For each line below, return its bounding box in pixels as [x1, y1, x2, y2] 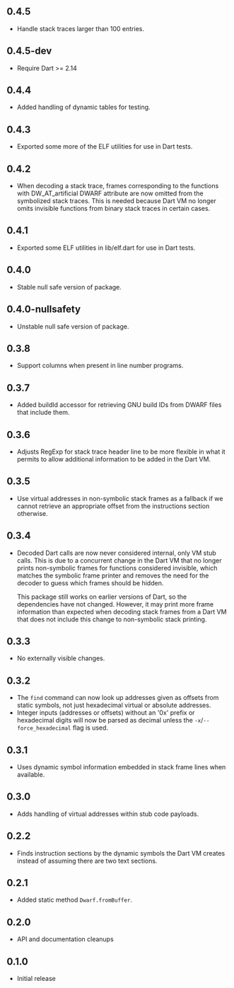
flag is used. [72, 723, 109, 732]
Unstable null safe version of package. [16, 322, 129, 331]
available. [16, 771, 45, 779]
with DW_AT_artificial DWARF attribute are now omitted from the [16, 189, 204, 197]
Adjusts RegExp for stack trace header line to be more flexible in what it [16, 447, 226, 456]
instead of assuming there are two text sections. [16, 856, 158, 865]
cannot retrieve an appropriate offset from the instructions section [16, 502, 210, 510]
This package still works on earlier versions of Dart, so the [16, 592, 187, 601]
